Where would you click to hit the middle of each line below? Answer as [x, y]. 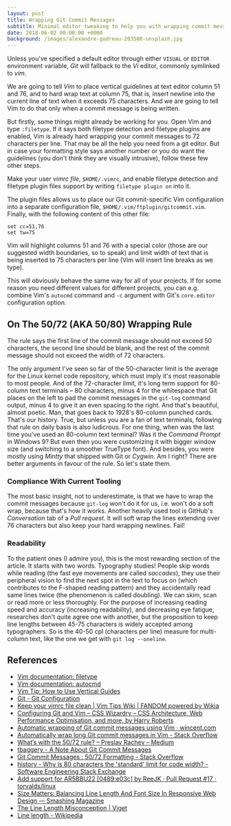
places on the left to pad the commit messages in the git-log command [109, 398]
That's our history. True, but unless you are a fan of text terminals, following [114, 419]
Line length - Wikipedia [50, 816]
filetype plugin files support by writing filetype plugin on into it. [99, 186]
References [32, 660]
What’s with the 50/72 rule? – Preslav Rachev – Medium [95, 742]
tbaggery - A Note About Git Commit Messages [84, 750]
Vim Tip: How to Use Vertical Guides [68, 691]
